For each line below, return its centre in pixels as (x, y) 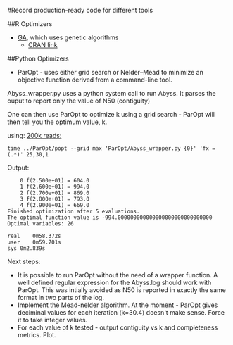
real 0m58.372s (34, 236)
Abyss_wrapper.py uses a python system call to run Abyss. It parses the (112, 93)
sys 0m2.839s (26, 249)
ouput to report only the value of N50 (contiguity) (79, 101)
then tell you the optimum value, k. (57, 122)
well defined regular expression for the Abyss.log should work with (114, 282)
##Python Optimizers (38, 58)
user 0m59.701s (34, 242)
